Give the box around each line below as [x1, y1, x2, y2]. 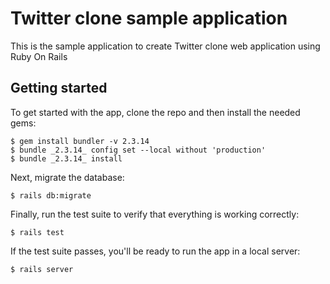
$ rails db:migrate [10, 190, 92, 201]
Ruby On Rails [10, 50, 68, 62]
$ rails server [10, 264, 74, 274]
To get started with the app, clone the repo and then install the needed [10, 106, 301, 118]
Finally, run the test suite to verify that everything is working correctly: [10, 208, 300, 220]
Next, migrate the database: [10, 171, 125, 183]
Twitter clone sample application [10, 7, 288, 30]
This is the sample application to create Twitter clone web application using [10, 40, 321, 52]
